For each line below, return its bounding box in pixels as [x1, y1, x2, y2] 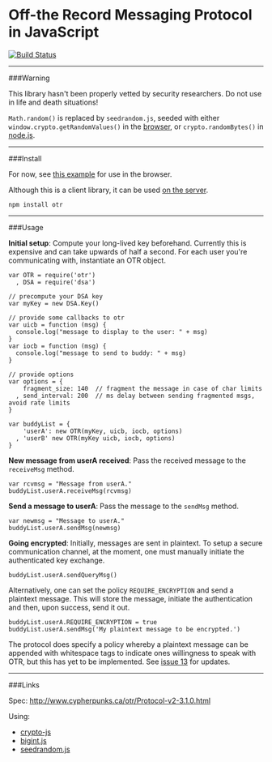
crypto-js [19, 727, 51, 737]
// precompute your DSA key [8, 292, 104, 301]
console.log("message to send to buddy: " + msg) [15, 349, 186, 357]
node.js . [8, 130, 36, 139]
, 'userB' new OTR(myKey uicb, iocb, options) [15, 434, 176, 443]
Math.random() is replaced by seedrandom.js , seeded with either [8, 113, 220, 122]
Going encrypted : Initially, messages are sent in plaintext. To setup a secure [8, 537, 263, 548]
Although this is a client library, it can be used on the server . [8, 185, 209, 195]
